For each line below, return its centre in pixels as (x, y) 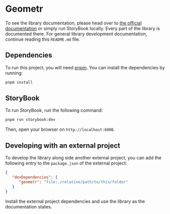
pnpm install (19, 82)
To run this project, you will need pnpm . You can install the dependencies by (85, 67)
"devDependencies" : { (35, 177)
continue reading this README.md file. (43, 39)
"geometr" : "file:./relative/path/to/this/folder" (73, 182)
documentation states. (29, 206)
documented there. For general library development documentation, (76, 34)
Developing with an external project (63, 145)
